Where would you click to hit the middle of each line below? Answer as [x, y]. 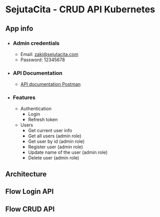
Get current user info [50, 131]
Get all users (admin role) [55, 136]
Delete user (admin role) [54, 158]
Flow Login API [29, 192]
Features [24, 98]
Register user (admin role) [55, 147]
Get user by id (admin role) [56, 141]
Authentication [36, 109]
